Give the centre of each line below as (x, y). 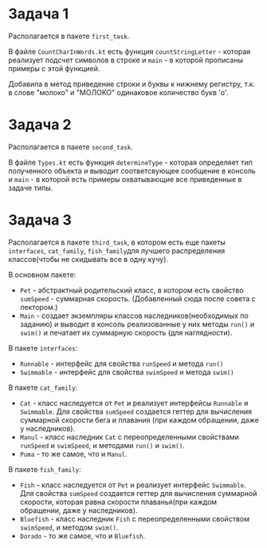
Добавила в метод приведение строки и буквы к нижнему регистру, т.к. (132, 84)
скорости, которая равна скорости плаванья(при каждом (118, 502)
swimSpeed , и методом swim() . (69, 527)
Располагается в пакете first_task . (69, 36)
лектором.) (39, 307)
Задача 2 (40, 125)
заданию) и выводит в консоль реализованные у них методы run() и (137, 324)
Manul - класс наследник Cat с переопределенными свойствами (129, 437)
